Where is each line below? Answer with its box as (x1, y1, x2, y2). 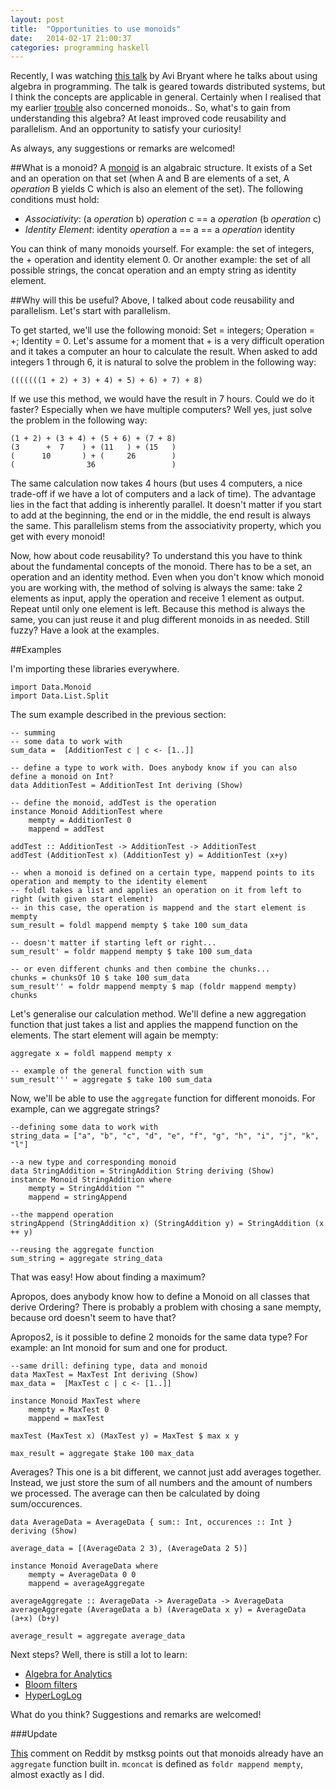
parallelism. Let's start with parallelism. (10, 305, 171, 317)
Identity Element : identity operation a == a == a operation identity (24, 224, 296, 236)
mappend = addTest (28, 824, 105, 835)
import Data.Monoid (10, 682, 92, 693)
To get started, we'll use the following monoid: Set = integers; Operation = (10, 324, 315, 336)
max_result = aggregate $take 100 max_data (10, 1449, 195, 1459)
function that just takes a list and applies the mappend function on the (10, 1019, 298, 1031)
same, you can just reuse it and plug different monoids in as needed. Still (10, 614, 310, 626)
